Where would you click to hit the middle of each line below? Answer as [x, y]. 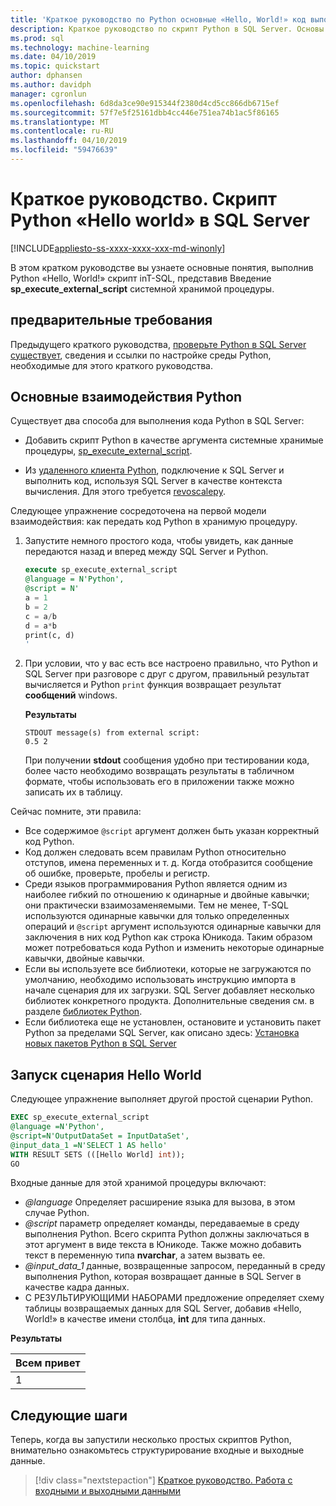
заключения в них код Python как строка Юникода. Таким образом [168, 937]
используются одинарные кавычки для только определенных [157, 916]
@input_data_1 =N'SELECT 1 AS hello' [89, 1145]
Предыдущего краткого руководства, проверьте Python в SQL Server [158, 344]
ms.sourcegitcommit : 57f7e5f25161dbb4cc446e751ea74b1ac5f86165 [145, 112]
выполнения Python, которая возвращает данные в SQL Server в [163, 1277]
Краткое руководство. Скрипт [144, 199]
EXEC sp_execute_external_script [80, 1117]
